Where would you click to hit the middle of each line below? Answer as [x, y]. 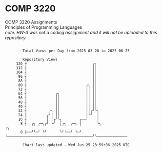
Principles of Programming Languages [44, 27]
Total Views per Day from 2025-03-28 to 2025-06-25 [76, 51]
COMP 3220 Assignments [31, 22]
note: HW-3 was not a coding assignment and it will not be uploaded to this [81, 32]
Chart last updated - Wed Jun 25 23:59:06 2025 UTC [76, 145]
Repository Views [40, 59]
